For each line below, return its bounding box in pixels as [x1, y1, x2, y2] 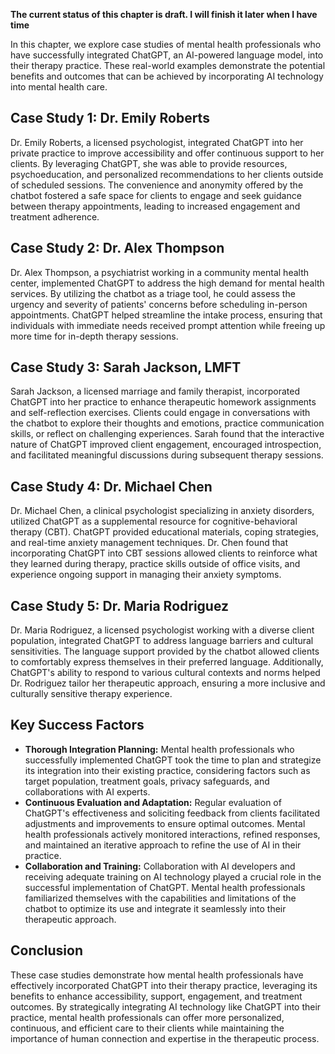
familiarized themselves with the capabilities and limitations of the [24, 892, 297, 904]
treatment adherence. [10, 210, 100, 223]
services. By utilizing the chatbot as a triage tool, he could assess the [10, 287, 296, 299]
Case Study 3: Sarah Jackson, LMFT [10, 359, 242, 376]
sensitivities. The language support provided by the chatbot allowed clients [10, 645, 320, 658]
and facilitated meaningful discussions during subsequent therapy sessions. [10, 449, 324, 461]
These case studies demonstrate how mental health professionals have [10, 969, 304, 981]
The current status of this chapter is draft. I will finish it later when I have [10, 9, 318, 20]
